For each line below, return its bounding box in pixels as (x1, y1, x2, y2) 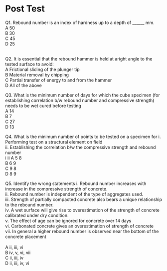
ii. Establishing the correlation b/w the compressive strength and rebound (5, 144, 156, 150)
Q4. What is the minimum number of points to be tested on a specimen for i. (5, 133, 161, 139)
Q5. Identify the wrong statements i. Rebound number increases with (5, 180, 147, 186)
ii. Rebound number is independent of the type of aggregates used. (5, 191, 144, 197)
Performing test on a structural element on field (5, 138, 103, 145)
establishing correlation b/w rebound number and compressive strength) (5, 97, 155, 103)
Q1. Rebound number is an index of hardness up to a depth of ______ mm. (5, 19, 155, 25)
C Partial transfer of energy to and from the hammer (5, 77, 112, 83)
